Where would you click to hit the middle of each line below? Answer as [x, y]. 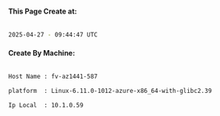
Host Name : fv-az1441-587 [53, 77]
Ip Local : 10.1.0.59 [46, 106]
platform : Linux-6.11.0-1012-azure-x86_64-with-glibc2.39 [110, 91]
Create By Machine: [42, 52]
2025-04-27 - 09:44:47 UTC [53, 35]
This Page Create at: [43, 11]
